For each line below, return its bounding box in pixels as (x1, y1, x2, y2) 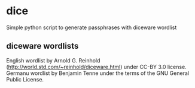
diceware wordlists (6, 41, 79, 51)
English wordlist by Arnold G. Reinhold (6, 56, 100, 64)
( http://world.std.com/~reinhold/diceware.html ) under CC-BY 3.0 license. (6, 63, 187, 70)
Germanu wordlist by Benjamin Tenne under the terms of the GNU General (6, 70, 190, 77)
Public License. (6, 76, 44, 83)
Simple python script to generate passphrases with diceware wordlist (6, 24, 177, 31)
